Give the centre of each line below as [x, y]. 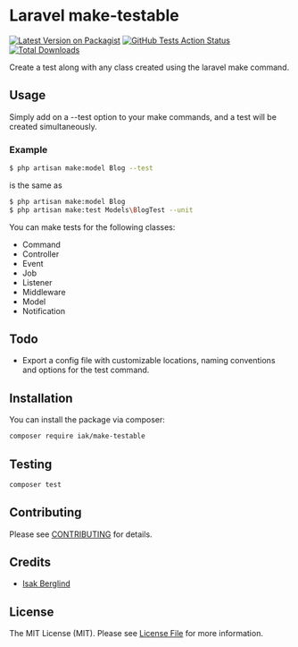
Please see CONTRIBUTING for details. [81, 534]
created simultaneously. [53, 126]
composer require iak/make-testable [77, 436]
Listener [37, 282]
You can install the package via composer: [87, 420]
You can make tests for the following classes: [92, 227]
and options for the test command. [86, 370]
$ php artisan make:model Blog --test [81, 168]
